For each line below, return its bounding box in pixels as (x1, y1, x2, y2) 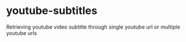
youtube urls (6, 29, 37, 36)
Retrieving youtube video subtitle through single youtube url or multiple (6, 23, 180, 30)
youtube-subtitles (6, 4, 97, 17)
